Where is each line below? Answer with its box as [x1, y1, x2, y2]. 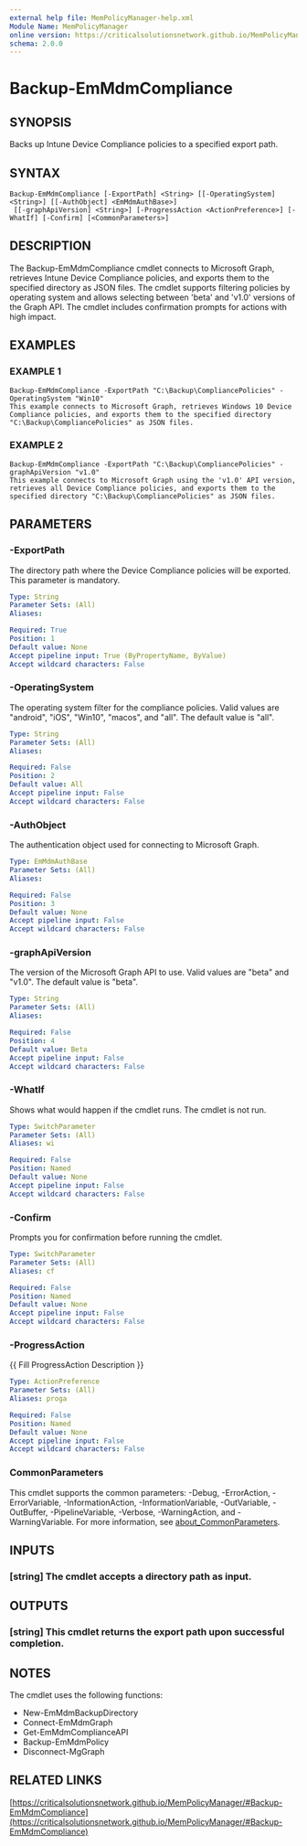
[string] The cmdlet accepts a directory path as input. [9, 1570, 252, 1583]
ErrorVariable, [9, 1497, 62, 1508]
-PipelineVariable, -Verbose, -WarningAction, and [49, 1506, 236, 1518]
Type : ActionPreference [9, 1377, 101, 1386]
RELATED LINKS [9, 1773, 102, 1788]
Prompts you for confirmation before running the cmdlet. [9, 1232, 223, 1243]
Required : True [9, 625, 68, 635]
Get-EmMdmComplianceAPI [22, 1727, 129, 1738]
